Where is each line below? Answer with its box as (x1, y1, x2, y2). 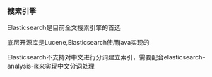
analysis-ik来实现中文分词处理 (7, 62, 95, 71)
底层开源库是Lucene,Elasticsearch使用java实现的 (7, 38, 150, 47)
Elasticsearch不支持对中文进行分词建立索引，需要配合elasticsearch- (7, 53, 206, 62)
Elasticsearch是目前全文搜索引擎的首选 (7, 23, 121, 32)
